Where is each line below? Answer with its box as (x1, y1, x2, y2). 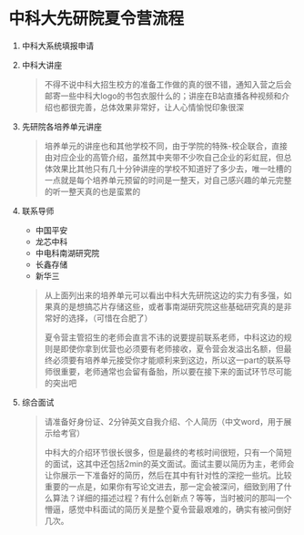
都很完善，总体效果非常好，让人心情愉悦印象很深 (60, 101, 245, 112)
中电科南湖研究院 (35, 247, 100, 258)
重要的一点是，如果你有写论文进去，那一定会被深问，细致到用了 (44, 480, 284, 492)
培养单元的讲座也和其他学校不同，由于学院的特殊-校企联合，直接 (44, 140, 289, 151)
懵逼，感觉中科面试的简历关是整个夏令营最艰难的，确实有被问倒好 (44, 503, 292, 515)
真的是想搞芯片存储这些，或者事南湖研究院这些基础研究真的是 (52, 301, 284, 312)
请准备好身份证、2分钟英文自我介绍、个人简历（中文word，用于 (44, 416, 284, 427)
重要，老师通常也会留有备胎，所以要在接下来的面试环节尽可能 (60, 365, 292, 376)
